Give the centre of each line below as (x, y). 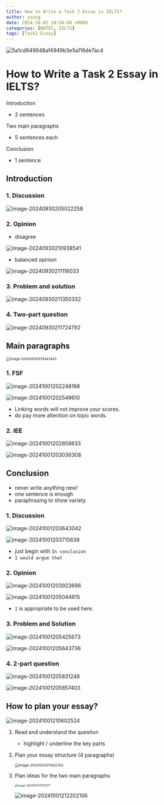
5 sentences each (36, 138)
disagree (25, 237)
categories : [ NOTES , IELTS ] (41, 28)
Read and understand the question (56, 732)
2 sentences (30, 115)
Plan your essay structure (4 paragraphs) (64, 755)
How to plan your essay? (52, 706)
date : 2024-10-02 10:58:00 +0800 (47, 22)
